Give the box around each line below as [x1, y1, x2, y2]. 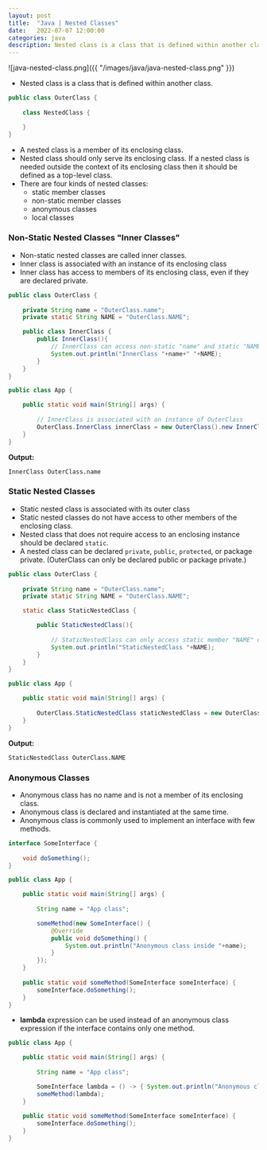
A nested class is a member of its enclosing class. [19, 145, 184, 154]
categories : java [8, 33, 66, 42]
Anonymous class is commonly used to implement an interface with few [19, 815, 256, 824]
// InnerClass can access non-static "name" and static [50, 343, 240, 351]
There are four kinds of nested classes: [19, 178, 149, 188]
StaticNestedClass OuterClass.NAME [8, 754, 126, 762]
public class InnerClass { [22, 328, 112, 336]
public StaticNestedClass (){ [37, 622, 133, 630]
